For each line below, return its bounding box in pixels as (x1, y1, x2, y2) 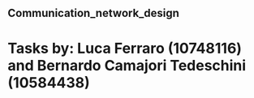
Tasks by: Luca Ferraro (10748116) (7, 39, 243, 58)
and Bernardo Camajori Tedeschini (7, 56, 247, 75)
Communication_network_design (7, 6, 180, 20)
